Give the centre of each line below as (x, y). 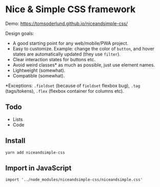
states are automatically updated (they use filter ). (67, 54)
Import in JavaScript (38, 168)
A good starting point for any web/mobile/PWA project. (71, 43)
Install (15, 141)
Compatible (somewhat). (39, 75)
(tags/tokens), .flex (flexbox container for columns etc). (65, 91)
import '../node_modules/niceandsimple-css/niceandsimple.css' (74, 180)
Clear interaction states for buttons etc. (54, 59)
